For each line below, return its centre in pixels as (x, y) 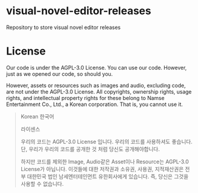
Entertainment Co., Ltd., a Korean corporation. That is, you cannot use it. (95, 104)
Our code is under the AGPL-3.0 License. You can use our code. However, (96, 67)
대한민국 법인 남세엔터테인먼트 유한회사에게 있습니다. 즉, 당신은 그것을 (108, 176)
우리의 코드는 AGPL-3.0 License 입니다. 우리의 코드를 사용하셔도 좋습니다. (106, 141)
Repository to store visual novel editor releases (63, 27)
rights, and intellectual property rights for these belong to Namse (85, 98)
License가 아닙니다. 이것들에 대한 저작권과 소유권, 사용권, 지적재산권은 (102, 169)
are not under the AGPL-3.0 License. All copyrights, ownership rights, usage (99, 91)
